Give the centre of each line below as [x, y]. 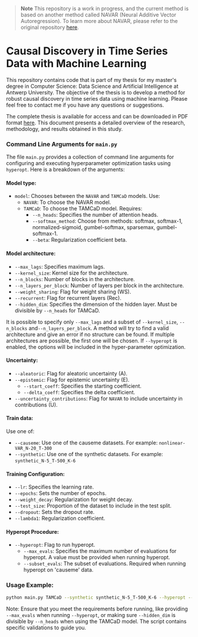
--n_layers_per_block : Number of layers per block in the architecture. [99, 285]
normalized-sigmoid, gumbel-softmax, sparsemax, [94, 227]
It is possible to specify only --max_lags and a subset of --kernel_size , [92, 322]
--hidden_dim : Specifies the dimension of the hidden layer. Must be [96, 304]
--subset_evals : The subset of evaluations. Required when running [105, 564]
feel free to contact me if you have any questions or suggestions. [85, 105]
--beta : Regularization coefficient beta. [80, 240]
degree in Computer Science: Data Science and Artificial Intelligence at [92, 86]
